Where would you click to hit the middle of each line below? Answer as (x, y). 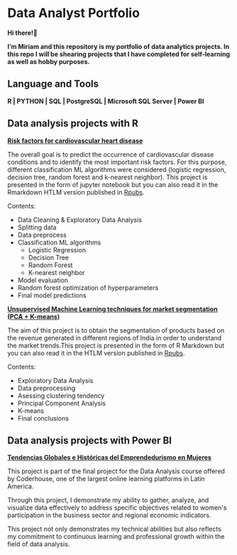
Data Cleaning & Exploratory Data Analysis (79, 220)
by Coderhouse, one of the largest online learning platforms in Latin (106, 479)
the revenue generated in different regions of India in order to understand (115, 338)
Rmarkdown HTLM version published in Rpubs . (76, 192)
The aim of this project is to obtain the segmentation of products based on (116, 330)
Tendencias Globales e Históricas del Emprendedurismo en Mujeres (109, 458)
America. (21, 486)
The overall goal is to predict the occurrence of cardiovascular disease (111, 154)
